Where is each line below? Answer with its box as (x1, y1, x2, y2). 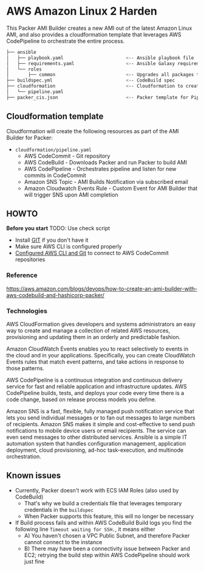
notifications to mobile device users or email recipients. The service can (6, 427, 186, 435)
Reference (6, 271, 38, 279)
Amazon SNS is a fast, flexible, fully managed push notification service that (6, 408, 194, 415)
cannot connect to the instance (24, 538, 103, 545)
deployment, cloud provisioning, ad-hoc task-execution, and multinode (6, 446, 184, 454)
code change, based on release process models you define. (6, 396, 157, 403)
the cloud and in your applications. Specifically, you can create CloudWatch (6, 352, 195, 359)
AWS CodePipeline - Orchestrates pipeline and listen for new (24, 165, 177, 172)
